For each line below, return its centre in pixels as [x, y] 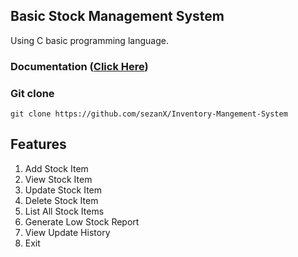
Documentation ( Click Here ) [79, 66]
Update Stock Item [63, 190]
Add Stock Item [56, 168]
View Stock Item [58, 179]
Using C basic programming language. [89, 40]
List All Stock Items [64, 211]
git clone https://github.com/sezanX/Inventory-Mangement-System [149, 114]
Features [38, 144]
